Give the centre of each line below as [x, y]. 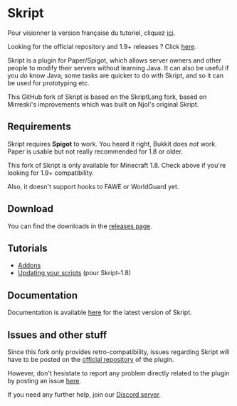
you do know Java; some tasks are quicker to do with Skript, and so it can [116, 75]
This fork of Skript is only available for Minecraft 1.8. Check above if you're [117, 165]
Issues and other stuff [57, 335]
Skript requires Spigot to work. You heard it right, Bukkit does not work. [112, 144]
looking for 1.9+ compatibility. [51, 173]
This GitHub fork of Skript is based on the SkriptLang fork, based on [107, 97]
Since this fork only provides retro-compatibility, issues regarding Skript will [118, 352]
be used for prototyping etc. [49, 82]
